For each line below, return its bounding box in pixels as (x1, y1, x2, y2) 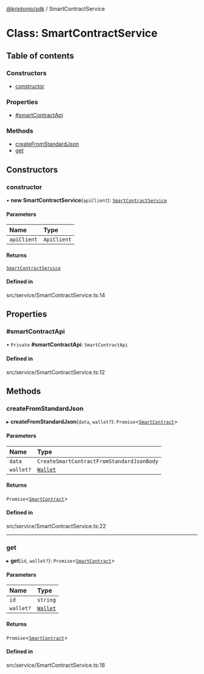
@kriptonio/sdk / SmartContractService (6, 5, 105, 12)
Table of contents (6, 50, 74, 61)
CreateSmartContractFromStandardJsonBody (37, 458, 159, 464)
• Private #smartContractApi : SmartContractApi (6, 341, 129, 348)
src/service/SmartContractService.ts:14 (6, 291, 106, 298)
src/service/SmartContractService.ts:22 (6, 522, 106, 529)
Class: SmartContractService (6, 27, 158, 40)
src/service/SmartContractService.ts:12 (6, 368, 105, 376)
